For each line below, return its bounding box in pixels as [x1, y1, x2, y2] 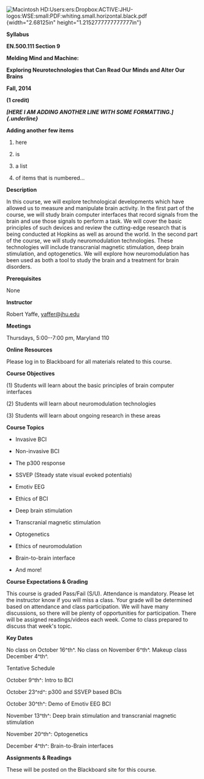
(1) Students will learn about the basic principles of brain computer [6, 382, 175, 389]
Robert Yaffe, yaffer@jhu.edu [6, 310, 80, 318]
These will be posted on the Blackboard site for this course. [6, 766, 157, 773]
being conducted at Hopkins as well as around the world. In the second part [6, 230, 198, 238]
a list [15, 162, 28, 170]
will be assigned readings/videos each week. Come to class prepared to [6, 616, 189, 623]
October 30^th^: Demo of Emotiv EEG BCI [6, 700, 111, 707]
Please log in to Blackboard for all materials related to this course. [6, 358, 172, 365]
